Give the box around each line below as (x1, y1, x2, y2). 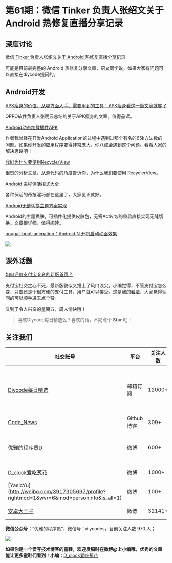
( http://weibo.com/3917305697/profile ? (8, 488, 106, 495)
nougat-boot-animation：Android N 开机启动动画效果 (5, 230, 117, 236)
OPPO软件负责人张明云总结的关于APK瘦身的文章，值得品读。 (5, 113, 135, 119)
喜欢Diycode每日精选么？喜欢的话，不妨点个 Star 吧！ (17, 316, 133, 323)
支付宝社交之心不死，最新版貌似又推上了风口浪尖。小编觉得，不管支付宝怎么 (5, 282, 167, 288)
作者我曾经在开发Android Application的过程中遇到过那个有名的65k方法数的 (5, 135, 163, 141)
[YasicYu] (8, 481, 31, 489)
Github (127, 415, 143, 422)
